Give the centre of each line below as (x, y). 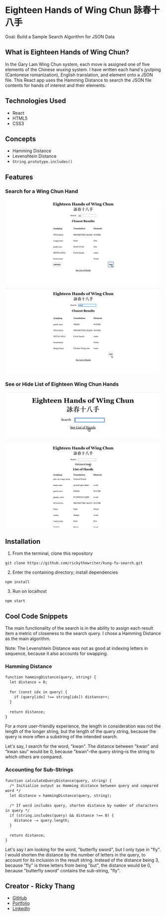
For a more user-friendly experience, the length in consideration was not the (83, 726)
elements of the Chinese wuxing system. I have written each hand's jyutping (83, 69)
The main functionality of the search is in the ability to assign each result (79, 628)
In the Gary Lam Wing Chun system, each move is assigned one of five (78, 64)
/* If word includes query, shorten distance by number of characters (84, 805)
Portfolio (21, 903)
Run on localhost (29, 591)
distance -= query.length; (42, 820)
